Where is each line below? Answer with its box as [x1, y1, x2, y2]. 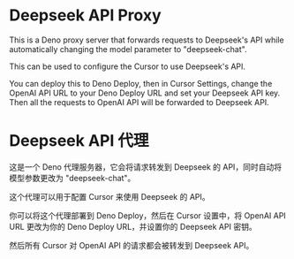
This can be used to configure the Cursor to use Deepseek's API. [9, 61, 245, 72]
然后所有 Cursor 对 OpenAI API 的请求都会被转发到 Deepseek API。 [9, 240, 254, 250]
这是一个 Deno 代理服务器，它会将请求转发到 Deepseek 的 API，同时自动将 [9, 161, 283, 172]
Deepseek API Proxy [9, 5, 162, 26]
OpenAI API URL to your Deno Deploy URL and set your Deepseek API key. [9, 88, 281, 98]
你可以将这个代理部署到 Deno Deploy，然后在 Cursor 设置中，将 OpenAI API [9, 209, 287, 221]
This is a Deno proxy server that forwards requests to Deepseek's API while [9, 34, 284, 45]
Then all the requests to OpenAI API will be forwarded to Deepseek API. [9, 96, 269, 107]
